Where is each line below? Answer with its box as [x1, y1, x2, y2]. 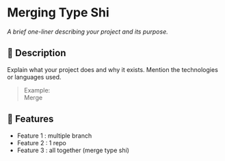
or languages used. [7, 73, 62, 81]
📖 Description [7, 47, 66, 59]
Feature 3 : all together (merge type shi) [16, 146, 130, 154]
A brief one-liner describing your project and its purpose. [7, 27, 169, 36]
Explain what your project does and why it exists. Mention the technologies [7, 65, 219, 73]
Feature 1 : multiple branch [16, 132, 92, 140]
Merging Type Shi [7, 5, 109, 21]
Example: [23, 86, 51, 94]
